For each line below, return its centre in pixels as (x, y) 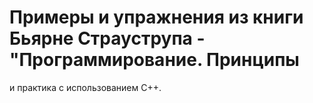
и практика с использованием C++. (85, 87)
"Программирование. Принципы (154, 60)
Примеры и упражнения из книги (156, 17)
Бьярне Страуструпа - (107, 38)
